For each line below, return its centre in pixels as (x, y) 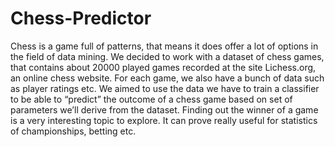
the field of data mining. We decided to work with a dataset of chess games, (167, 56)
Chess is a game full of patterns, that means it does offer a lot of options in (164, 46)
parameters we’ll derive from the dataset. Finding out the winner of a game (164, 109)
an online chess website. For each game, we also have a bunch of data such (167, 78)
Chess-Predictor (81, 18)
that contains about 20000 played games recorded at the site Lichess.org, (163, 67)
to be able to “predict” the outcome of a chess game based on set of (151, 99)
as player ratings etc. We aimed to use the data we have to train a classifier (165, 88)
